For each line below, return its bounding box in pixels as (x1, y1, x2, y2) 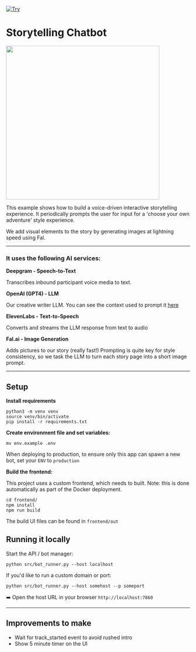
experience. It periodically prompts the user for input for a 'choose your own (6, 210, 190, 217)
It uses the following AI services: (6, 254, 101, 262)
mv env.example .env (6, 441, 57, 447)
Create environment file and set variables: (6, 429, 110, 436)
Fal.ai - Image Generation (6, 335, 69, 342)
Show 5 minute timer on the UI (14, 640, 87, 647)
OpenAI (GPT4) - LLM (6, 290, 60, 297)
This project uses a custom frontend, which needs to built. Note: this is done (6, 480, 190, 487)
